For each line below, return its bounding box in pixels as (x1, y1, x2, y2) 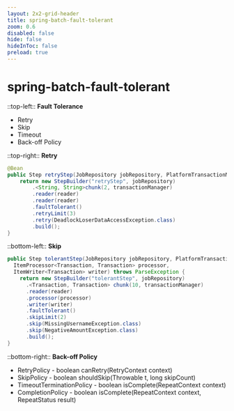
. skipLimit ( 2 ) (25, 314, 68, 321)
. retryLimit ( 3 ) (32, 210, 77, 217)
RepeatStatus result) (17, 395, 77, 404)
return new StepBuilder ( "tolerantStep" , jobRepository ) (19, 275, 186, 282)
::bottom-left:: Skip (7, 242, 61, 251)
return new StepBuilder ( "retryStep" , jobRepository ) (19, 178, 176, 185)
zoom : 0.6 (7, 23, 36, 30)
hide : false (7, 36, 42, 43)
